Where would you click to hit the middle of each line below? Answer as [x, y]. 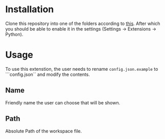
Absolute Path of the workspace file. [44, 131]
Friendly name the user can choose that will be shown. [63, 102]
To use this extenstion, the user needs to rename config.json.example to [82, 69]
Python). [14, 34]
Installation [30, 9]
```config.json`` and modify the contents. [48, 74]
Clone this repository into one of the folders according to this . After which [83, 23]
